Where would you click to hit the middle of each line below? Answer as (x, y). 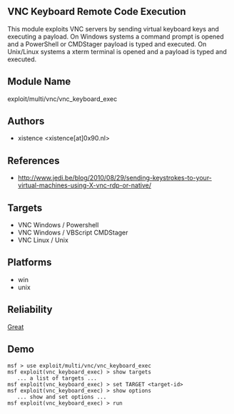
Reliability (30, 310)
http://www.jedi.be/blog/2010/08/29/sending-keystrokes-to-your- (115, 178)
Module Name (39, 82)
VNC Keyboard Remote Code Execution (97, 12)
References (34, 161)
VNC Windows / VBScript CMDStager (73, 233)
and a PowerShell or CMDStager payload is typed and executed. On (107, 44)
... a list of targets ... (57, 378)
